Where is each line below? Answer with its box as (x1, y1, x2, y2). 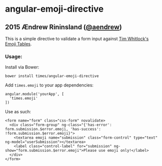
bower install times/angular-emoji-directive (5, 74, 99, 79)
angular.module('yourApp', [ (5, 92, 64, 97)
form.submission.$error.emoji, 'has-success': (5, 127, 101, 132)
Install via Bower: (5, 64, 39, 70)
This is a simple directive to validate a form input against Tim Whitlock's (5, 36, 149, 41)
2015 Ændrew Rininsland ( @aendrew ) (5, 23, 122, 31)
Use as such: (5, 109, 32, 115)
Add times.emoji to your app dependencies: (5, 82, 94, 88)
